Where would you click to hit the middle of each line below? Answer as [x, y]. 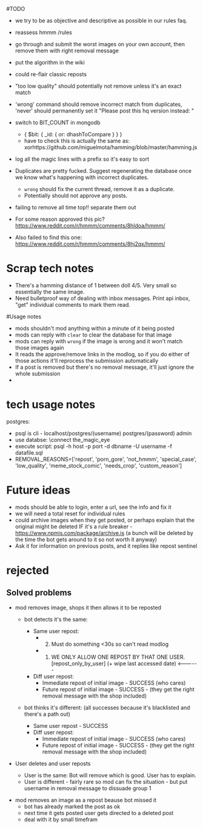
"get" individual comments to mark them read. [72, 304]
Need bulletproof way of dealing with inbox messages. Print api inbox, [102, 298]
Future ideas [38, 490]
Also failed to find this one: [48, 237]
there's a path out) [47, 714]
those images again [40, 348]
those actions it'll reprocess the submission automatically [87, 360]
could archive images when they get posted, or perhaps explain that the [105, 520]
